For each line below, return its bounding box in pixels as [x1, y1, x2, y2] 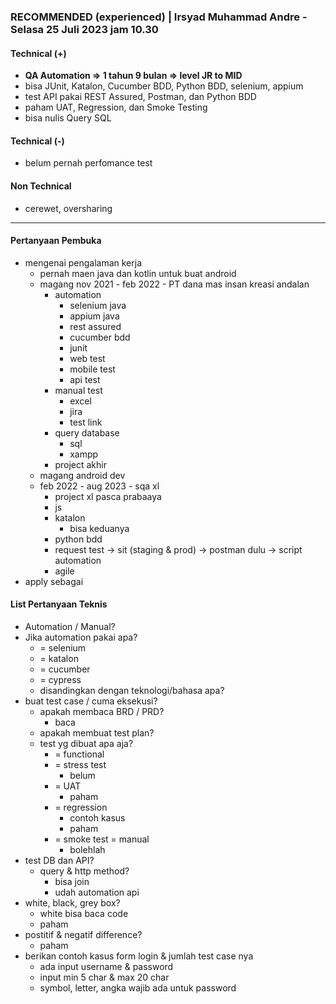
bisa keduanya [69, 522, 130, 534]
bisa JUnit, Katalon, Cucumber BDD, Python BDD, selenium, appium [24, 80, 304, 92]
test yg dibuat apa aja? [39, 737, 134, 749]
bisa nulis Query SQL [24, 112, 112, 124]
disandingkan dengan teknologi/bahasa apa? [39, 684, 225, 696]
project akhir [54, 458, 107, 470]
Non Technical [10, 180, 72, 192]
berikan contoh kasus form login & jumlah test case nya [24, 950, 254, 962]
